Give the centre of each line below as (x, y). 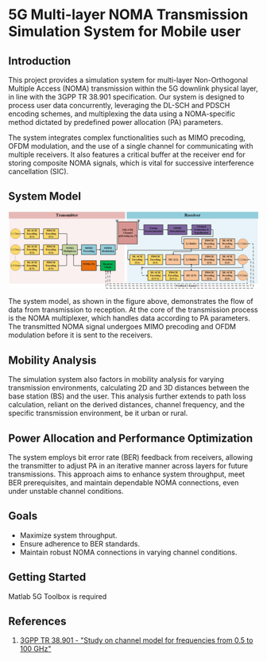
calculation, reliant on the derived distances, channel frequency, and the (126, 405)
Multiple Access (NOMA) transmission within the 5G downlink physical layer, (133, 88)
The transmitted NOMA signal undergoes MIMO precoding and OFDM (122, 327)
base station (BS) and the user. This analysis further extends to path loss (127, 396)
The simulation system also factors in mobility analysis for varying (116, 379)
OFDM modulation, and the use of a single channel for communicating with (131, 146)
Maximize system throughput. (68, 535)
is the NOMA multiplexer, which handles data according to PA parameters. (129, 318)
